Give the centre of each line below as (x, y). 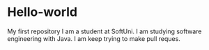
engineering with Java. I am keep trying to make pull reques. (94, 38)
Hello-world (42, 12)
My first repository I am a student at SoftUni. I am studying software (104, 31)
